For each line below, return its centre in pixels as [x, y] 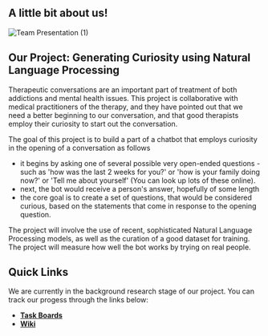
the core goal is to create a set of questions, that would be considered [136, 197]
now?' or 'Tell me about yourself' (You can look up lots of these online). [138, 180]
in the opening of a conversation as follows [79, 148]
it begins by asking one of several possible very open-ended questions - [140, 163]
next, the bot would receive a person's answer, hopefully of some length [140, 188]
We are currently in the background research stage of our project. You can [132, 291]
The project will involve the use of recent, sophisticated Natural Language [130, 230]
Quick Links [39, 272]
